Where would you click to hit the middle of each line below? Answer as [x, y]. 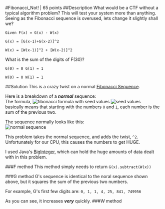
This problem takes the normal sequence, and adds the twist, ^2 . [72, 137]
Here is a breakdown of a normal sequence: [51, 96]
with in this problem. [26, 157]
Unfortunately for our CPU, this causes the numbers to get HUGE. [73, 142]
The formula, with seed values [57, 102]
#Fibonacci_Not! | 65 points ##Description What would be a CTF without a [82, 8]
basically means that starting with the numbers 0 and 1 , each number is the [82, 107]
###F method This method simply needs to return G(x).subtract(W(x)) [78, 167]
